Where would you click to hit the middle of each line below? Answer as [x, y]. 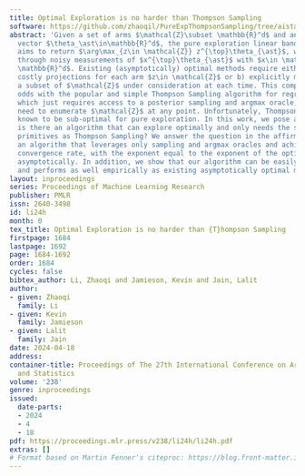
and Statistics [46, 373]
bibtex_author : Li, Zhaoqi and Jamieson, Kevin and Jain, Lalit [133, 280]
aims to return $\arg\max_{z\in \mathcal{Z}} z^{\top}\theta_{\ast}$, [154, 52]
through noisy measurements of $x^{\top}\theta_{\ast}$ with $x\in [148, 60]
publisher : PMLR [40, 196]
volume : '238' [36, 382]
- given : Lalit [38, 331]
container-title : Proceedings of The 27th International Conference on [148, 365]
